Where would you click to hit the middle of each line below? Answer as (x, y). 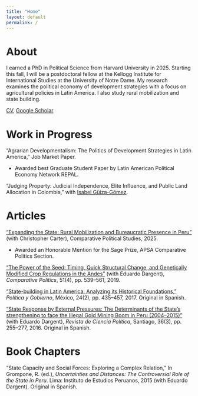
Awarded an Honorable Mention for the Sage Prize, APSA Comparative (100, 250)
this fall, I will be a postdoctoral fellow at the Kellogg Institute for (84, 74)
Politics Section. (34, 256)
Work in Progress (49, 134)
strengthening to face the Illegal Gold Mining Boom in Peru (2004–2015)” (94, 315)
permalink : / (22, 22)
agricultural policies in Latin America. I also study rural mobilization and (93, 93)
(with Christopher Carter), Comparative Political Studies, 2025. (82, 238)
